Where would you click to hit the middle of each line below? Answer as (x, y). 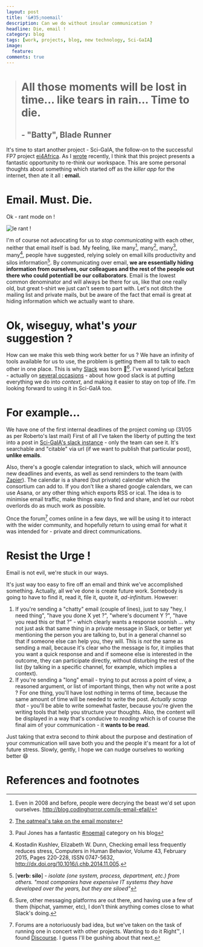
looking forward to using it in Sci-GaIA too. (59, 388)
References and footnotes (73, 780)
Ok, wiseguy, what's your (72, 325)
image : (14, 46)
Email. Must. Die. (49, 200)
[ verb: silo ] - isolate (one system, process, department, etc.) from (97, 876)
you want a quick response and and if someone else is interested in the (104, 654)
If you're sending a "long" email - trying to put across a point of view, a (103, 680)
